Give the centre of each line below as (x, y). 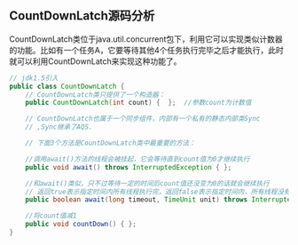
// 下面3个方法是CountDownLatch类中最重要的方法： (110, 143)
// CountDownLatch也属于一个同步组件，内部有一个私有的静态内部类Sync (143, 119)
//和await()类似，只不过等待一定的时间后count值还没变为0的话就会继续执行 (147, 183)
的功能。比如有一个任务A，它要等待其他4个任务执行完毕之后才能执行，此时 (146, 50)
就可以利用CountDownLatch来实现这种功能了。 (95, 61)
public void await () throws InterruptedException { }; (129, 167)
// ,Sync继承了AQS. (59, 127)
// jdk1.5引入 (34, 78)
